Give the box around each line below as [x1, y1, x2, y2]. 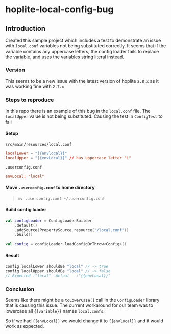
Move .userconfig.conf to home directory [5, 185, 95, 191]
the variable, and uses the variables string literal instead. [5, 54, 124, 60]
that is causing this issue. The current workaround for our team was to [5, 302, 153, 308]
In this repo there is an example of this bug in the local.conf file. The [5, 108, 151, 114]
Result [5, 252, 19, 258]
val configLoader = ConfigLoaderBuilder [5, 218, 93, 223]
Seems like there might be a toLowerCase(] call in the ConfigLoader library [5, 297, 160, 303]
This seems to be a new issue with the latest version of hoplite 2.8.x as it [5, 78, 159, 84]
